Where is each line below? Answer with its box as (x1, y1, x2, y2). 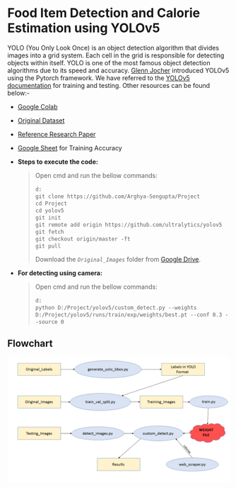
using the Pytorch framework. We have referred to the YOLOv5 (7, 73, 191, 82)
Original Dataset (17, 116, 65, 125)
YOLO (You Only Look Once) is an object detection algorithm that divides (7, 43, 220, 52)
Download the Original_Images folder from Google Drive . (35, 255, 201, 263)
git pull (35, 243, 61, 250)
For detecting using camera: (17, 268, 102, 277)
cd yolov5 (35, 207, 65, 214)
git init (35, 214, 61, 221)
